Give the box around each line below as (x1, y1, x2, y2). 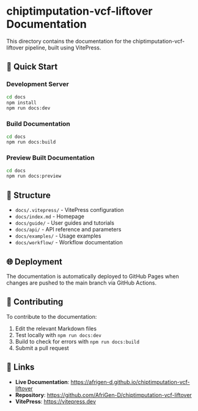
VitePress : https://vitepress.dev (15, 398, 97, 405)
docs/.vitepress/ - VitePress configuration (15, 206, 124, 214)
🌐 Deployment (6, 256, 62, 267)
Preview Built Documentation (6, 154, 95, 162)
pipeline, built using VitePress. (25, 44, 101, 51)
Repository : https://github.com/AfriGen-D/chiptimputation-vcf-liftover (15, 391, 193, 398)
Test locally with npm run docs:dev (15, 331, 102, 338)
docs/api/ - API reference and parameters (15, 226, 122, 233)
